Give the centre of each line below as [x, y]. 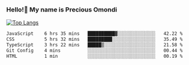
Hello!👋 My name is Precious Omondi [62, 10]
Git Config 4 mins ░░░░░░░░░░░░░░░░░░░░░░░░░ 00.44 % [94, 51]
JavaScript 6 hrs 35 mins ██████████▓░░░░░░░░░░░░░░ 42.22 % [94, 34]
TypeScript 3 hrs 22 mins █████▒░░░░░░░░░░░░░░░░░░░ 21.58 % [94, 45]
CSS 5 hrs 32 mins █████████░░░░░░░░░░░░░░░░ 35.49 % [94, 39]
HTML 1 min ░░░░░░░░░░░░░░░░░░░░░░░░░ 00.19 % [94, 56]
